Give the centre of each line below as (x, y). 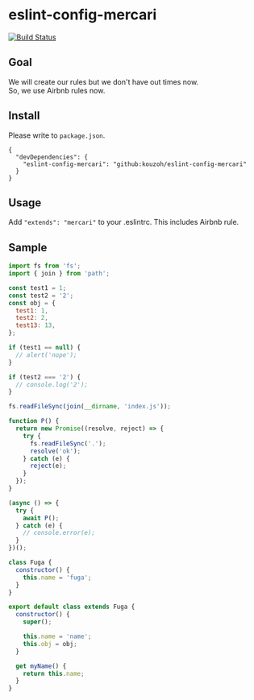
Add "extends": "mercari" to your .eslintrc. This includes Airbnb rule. (124, 222)
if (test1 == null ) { (45, 348)
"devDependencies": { (52, 157)
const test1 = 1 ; (37, 288)
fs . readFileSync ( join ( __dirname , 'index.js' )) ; (90, 407)
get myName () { (41, 666)
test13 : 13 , (36, 325)
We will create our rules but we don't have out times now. (104, 81)
